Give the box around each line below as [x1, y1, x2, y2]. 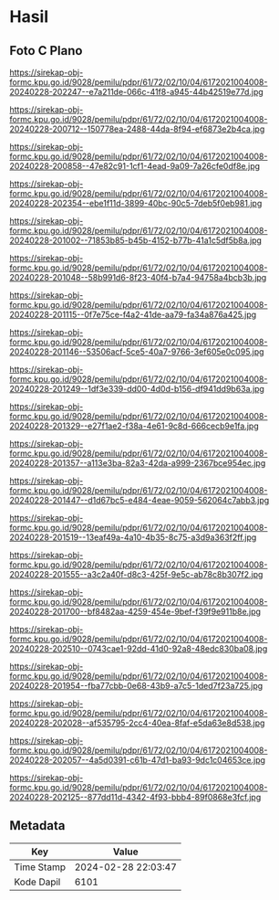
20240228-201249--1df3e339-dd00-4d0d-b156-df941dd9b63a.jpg [9, 384, 264, 394]
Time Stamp [14, 861, 67, 874]
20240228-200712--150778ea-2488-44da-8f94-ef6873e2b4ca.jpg [9, 123, 265, 134]
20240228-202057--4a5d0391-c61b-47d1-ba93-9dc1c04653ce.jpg [9, 755, 266, 765]
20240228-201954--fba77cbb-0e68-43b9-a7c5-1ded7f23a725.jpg [9, 681, 263, 691]
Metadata [9, 818, 66, 833]
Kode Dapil [14, 875, 61, 888]
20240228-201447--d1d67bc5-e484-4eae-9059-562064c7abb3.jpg [9, 495, 270, 505]
